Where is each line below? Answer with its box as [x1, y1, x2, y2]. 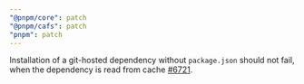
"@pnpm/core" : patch [9, 13, 88, 23]
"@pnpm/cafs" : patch [9, 22, 88, 31]
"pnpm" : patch [9, 30, 64, 39]
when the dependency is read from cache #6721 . [9, 64, 193, 75]
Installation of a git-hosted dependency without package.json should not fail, [9, 55, 295, 66]
